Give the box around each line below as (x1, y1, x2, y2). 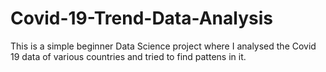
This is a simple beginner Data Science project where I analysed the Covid (10, 40, 317, 52)
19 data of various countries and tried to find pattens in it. (10, 50, 247, 62)
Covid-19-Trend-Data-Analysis (10, 7, 273, 30)
